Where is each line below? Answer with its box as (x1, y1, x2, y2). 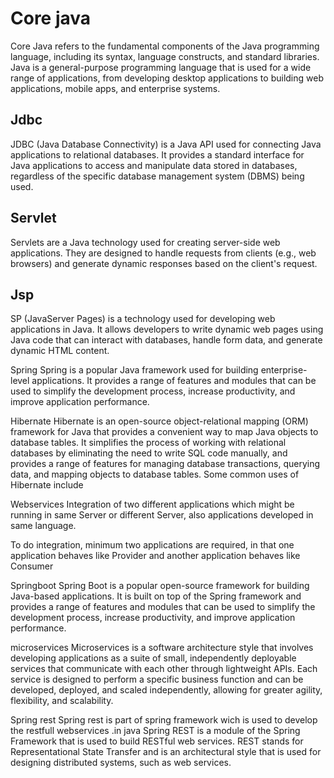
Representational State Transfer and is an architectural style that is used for (10, 746, 322, 758)
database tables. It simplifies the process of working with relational (10, 437, 287, 449)
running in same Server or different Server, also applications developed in (10, 509, 314, 521)
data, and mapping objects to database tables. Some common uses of (10, 468, 300, 481)
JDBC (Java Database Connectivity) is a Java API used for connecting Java (10, 138, 322, 150)
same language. (10, 520, 77, 532)
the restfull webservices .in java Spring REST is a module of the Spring (10, 725, 301, 737)
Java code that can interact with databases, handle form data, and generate (10, 334, 323, 346)
